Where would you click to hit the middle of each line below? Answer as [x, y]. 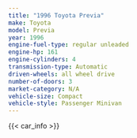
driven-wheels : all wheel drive [61, 74]
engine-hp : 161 [33, 52]
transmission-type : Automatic [58, 67]
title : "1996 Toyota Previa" [56, 15]
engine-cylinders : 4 [42, 60]
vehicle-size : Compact [46, 96]
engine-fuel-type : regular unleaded [68, 45]
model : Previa [32, 30]
